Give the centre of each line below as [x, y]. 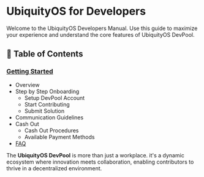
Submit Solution [44, 111]
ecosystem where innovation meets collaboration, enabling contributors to [100, 162]
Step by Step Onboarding [47, 91]
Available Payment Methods [59, 137]
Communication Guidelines [49, 117]
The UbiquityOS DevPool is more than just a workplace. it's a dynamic [96, 155]
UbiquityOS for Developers [76, 11]
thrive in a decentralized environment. [54, 168]
